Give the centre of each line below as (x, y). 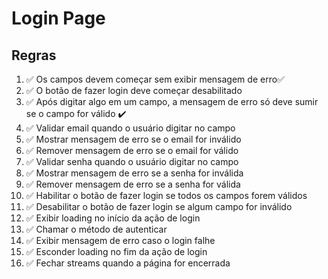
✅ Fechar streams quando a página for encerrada (128, 263)
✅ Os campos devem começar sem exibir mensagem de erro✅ (155, 79)
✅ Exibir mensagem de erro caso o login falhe (120, 240)
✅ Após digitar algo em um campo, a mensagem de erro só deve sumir (172, 101)
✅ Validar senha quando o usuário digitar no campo (132, 161)
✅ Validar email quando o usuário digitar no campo (130, 128)
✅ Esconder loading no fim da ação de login (116, 251)
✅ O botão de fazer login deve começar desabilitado (134, 90)
